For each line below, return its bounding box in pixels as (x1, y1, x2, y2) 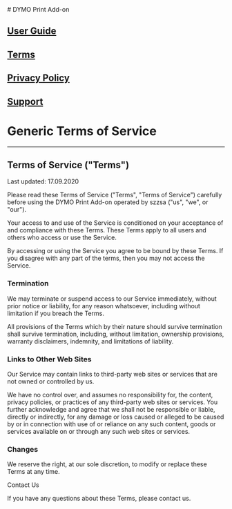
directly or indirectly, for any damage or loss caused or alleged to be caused (7, 412, 224, 421)
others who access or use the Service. (7, 233, 117, 242)
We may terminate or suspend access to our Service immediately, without (7, 295, 217, 303)
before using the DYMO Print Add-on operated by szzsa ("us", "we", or (7, 198, 209, 206)
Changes (7, 444, 39, 454)
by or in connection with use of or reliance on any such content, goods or (7, 419, 216, 428)
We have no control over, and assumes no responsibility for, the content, (7, 390, 213, 399)
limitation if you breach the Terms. (7, 309, 105, 317)
